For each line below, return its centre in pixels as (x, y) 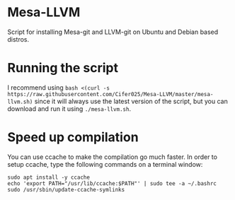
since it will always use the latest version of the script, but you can (131, 101)
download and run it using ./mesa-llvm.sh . (69, 108)
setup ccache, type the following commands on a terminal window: (105, 164)
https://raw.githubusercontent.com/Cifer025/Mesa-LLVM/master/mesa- (110, 94)
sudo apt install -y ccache (49, 177)
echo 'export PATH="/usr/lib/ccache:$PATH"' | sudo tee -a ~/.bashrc (112, 183)
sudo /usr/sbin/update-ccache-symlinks (66, 189)
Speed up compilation (73, 137)
